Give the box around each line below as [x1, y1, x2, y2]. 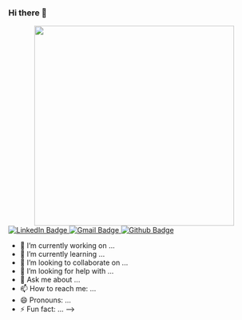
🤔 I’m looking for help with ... [19, 266, 114, 276]
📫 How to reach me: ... [19, 284, 97, 294]
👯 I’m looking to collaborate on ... [19, 258, 129, 267]
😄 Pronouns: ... [19, 295, 72, 305]
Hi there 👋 [8, 7, 48, 18]
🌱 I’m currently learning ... [19, 250, 105, 259]
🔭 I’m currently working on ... [19, 241, 115, 250]
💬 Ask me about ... [19, 275, 81, 285]
